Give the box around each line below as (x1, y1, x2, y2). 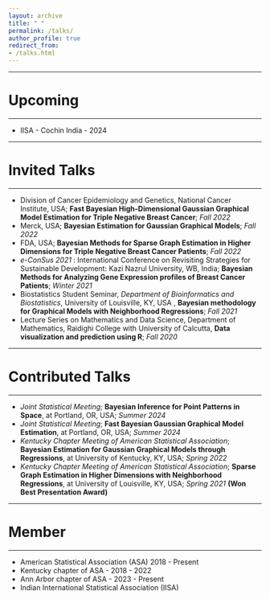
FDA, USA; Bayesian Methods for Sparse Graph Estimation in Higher (19, 238, 252, 248)
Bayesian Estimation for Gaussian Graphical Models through (19, 444, 226, 454)
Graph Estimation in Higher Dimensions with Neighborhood (19, 470, 223, 479)
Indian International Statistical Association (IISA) (19, 582, 179, 592)
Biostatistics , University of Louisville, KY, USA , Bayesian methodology (19, 297, 257, 307)
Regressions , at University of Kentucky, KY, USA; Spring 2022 (19, 453, 227, 462)
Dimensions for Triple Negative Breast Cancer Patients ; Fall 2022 (19, 246, 242, 256)
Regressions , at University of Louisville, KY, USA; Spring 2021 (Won (19, 478, 247, 488)
